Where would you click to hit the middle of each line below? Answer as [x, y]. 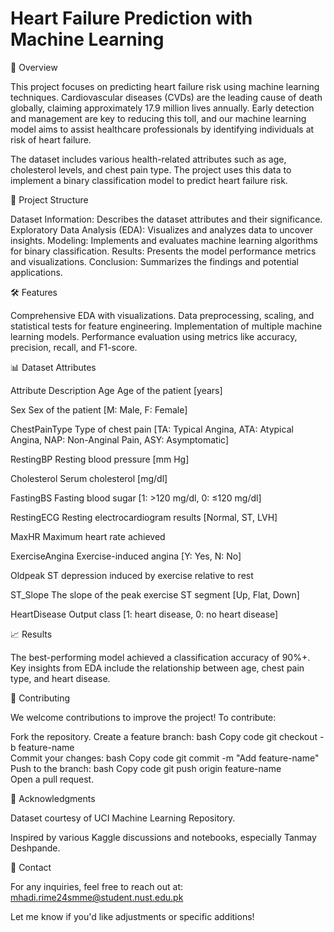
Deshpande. [35, 848]
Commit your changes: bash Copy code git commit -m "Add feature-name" [165, 758]
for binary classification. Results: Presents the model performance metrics [163, 251]
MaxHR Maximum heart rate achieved [88, 536]
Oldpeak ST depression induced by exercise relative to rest [132, 575]
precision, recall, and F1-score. [74, 347]
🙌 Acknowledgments [53, 798]
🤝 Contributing [40, 698]
